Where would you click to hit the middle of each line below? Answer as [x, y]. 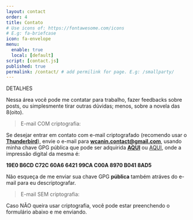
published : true [26, 66]
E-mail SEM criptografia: [50, 194]
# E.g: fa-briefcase [31, 34]
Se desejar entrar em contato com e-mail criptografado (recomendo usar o [97, 135]
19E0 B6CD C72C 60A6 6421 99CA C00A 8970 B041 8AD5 [79, 165]
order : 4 [17, 17]
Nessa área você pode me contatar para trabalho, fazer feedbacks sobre [94, 100]
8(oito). [15, 112]
